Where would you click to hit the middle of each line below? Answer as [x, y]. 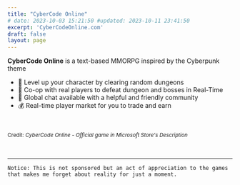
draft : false [27, 34]
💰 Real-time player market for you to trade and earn [94, 106]
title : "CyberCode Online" [47, 14]
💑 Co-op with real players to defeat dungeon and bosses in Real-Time [120, 90]
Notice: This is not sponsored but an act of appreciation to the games [118, 169]
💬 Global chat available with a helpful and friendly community [108, 98]
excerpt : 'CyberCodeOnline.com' [55, 27]
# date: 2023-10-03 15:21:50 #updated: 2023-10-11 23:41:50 [99, 21]
